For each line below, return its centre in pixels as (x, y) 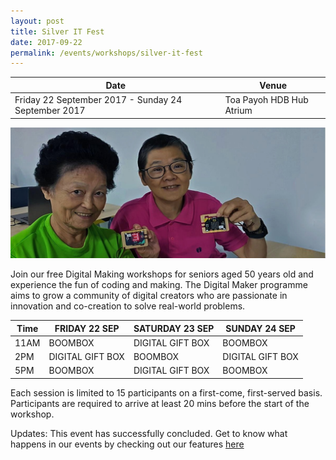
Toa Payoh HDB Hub (266, 99)
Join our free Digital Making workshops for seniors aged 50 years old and (162, 274)
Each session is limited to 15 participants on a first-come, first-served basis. (166, 392)
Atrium (238, 110)
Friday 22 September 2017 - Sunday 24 (98, 99)
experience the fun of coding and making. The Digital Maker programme (159, 285)
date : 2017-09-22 (46, 42)
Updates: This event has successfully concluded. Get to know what (149, 433)
